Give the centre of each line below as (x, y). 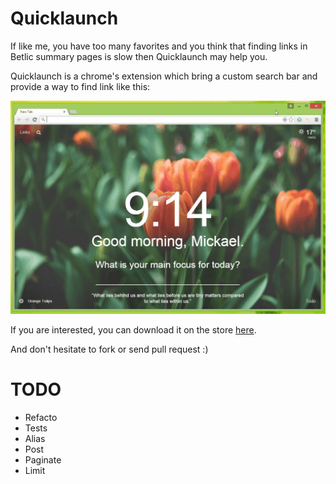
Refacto (41, 417)
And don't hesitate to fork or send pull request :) (109, 349)
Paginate (43, 459)
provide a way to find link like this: (80, 86)
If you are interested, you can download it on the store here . (133, 330)
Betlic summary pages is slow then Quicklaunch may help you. (139, 56)
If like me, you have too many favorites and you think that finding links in (159, 46)
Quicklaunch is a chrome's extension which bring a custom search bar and (164, 76)
